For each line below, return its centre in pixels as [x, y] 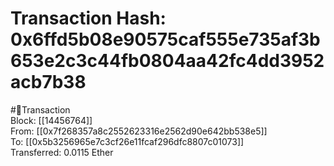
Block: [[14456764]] [51, 120]
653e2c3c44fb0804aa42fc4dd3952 [167, 61]
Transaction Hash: [88, 18]
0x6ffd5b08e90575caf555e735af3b [165, 39]
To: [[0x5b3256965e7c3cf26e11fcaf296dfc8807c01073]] [127, 141]
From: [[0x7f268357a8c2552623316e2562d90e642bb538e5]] [139, 131]
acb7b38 [48, 82]
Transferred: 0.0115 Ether [62, 152]
